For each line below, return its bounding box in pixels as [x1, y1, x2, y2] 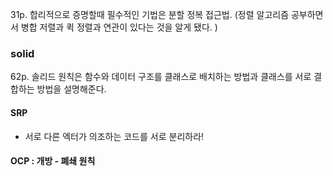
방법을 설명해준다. [36, 83, 107, 95]
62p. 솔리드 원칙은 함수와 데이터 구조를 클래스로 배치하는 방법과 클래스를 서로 [10, 71, 312, 83]
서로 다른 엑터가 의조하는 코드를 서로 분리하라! [24, 130, 205, 142]
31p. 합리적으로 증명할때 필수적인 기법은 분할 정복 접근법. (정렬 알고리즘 [10, 9, 290, 20]
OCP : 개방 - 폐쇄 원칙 [10, 155, 96, 167]
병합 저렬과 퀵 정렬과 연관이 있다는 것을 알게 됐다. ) [20, 21, 218, 33]
